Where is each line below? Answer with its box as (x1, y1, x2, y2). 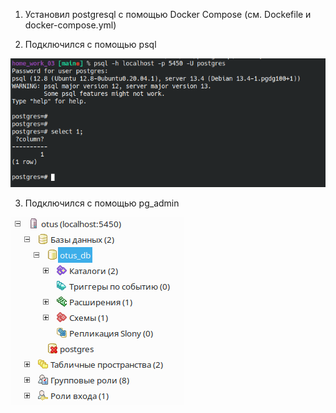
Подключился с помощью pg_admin (24, 197, 180, 209)
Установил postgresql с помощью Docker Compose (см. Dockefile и (24, 9, 312, 20)
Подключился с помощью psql (24, 39, 157, 50)
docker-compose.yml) (24, 19, 117, 31)
